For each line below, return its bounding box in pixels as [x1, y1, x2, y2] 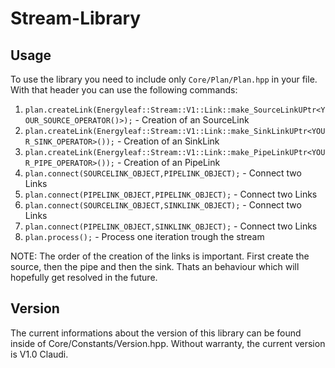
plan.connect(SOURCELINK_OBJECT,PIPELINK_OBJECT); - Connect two [24, 167, 302, 179]
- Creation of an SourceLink [134, 114, 250, 126]
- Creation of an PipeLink [116, 157, 221, 168]
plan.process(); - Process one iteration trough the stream [24, 231, 265, 242]
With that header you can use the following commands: [10, 84, 238, 96]
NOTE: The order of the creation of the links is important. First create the [10, 250, 310, 262]
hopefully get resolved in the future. [10, 272, 158, 283]
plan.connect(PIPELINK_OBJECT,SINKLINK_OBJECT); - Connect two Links [24, 220, 318, 232]
